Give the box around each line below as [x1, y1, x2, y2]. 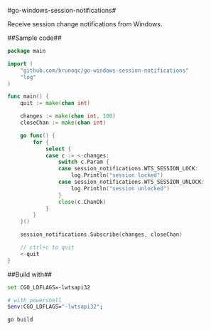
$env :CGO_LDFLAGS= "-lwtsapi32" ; [7, 303, 103, 311]
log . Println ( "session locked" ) [70, 172, 163, 179]
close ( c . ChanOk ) [58, 198, 107, 205]
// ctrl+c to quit [20, 244, 75, 251]
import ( [7, 60, 33, 67]
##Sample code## [7, 33, 62, 42]
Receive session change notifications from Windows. [7, 20, 163, 28]
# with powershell [7, 297, 62, 304]
